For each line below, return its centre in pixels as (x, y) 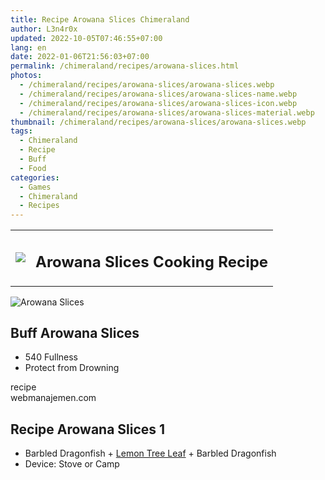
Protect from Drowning (72, 368)
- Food (33, 168)
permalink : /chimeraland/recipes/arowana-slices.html (125, 66)
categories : (35, 177)
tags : (21, 131)
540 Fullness (51, 357)
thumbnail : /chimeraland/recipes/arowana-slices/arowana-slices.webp (158, 122)
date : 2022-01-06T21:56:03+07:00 (80, 57)
